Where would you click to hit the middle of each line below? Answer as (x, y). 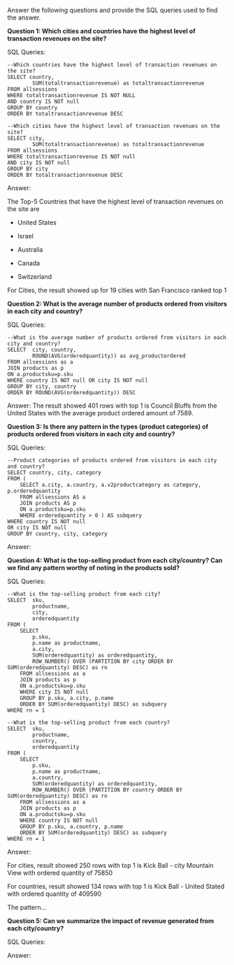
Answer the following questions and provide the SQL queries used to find (112, 10)
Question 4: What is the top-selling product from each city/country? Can (115, 560)
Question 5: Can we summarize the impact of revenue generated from (111, 921)
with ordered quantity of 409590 (54, 894)
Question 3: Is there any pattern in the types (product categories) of (108, 427)
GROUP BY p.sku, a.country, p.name (72, 827)
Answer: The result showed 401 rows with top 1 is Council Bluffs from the (112, 406)
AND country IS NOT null (43, 101)
